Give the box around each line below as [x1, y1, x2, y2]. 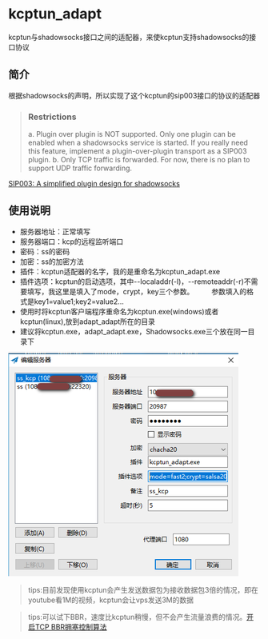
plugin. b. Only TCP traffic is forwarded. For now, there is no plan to [27, 155, 250, 165]
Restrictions [27, 111, 77, 122]
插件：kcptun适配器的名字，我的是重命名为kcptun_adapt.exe [19, 266, 221, 276]
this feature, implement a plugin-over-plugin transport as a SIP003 [27, 146, 247, 156]
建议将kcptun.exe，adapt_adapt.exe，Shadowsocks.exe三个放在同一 [19, 326, 248, 336]
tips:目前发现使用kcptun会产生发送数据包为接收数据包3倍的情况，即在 [27, 585, 258, 594]
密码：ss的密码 [19, 246, 70, 256]
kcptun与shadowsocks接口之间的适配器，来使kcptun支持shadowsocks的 [8, 32, 250, 42]
